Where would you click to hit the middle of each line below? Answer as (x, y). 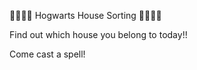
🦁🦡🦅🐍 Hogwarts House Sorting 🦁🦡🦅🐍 (85, 15)
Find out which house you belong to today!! (98, 34)
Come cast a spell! (47, 54)
